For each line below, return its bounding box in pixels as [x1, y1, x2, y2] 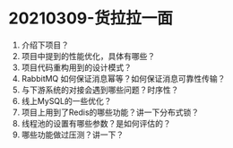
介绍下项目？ [21, 39, 69, 50]
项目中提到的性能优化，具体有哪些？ [21, 50, 156, 61]
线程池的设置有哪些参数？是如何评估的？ [21, 118, 171, 128]
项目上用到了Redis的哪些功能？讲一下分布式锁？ [21, 107, 200, 118]
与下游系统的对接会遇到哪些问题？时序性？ [21, 84, 179, 95]
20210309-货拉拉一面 [8, 8, 174, 29]
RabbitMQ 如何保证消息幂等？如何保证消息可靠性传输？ [21, 73, 226, 83]
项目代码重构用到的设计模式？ [21, 62, 132, 73]
